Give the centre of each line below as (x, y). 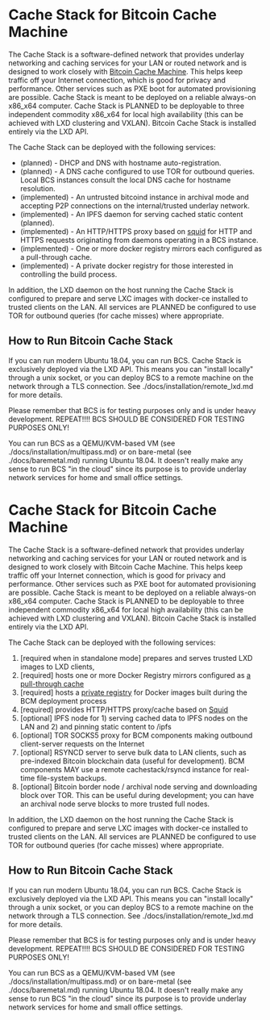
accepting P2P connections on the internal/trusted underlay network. (135, 205)
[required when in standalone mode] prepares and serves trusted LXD (136, 658)
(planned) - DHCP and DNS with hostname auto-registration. (120, 162)
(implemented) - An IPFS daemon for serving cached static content (131, 214)
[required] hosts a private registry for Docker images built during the (133, 692)
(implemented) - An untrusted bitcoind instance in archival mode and (135, 197)
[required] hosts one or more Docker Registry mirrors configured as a (135, 675)
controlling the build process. (69, 274)
